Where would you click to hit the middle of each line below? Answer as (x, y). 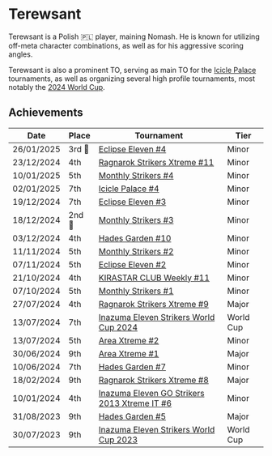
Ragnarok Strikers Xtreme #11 (156, 162)
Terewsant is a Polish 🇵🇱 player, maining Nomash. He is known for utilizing (134, 36)
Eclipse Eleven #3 (132, 202)
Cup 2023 (118, 440)
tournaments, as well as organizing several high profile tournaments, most (132, 79)
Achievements (46, 113)
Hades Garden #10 (135, 238)
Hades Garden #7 (132, 367)
